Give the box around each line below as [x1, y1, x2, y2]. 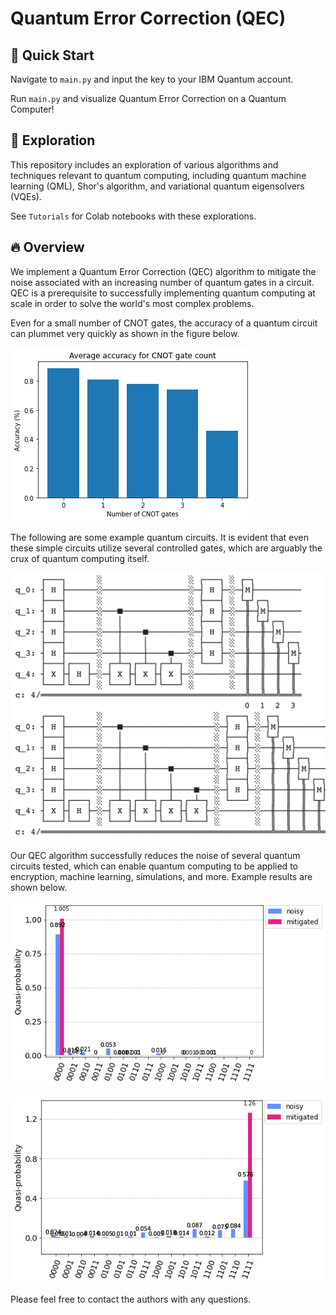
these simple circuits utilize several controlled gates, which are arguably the [10, 542, 323, 554]
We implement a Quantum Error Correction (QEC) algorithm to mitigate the [10, 265, 317, 277]
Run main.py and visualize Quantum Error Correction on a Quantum [10, 93, 287, 104]
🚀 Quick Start [10, 47, 95, 64]
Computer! [10, 103, 55, 115]
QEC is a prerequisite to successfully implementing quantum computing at [10, 287, 316, 299]
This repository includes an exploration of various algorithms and [10, 158, 279, 171]
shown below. [10, 881, 68, 893]
